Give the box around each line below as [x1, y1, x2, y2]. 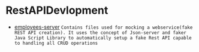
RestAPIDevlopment [5, 4, 108, 17]
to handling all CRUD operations [14, 40, 98, 46]
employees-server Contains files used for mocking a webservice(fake [14, 23, 193, 30]
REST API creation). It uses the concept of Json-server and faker [14, 29, 186, 36]
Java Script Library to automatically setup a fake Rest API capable [14, 35, 192, 41]
